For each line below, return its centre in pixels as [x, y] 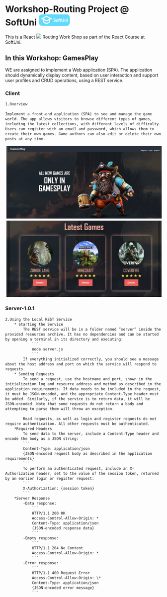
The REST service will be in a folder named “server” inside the [92, 329]
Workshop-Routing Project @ [67, 9]
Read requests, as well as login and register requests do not [90, 419]
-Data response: [40, 503]
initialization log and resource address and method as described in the [83, 384]
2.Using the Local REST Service [39, 319]
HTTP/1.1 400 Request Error [61, 573]
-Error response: [41, 563]
